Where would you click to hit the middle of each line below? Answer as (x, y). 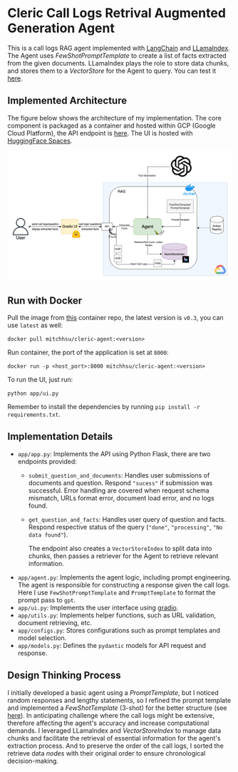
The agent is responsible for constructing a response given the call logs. (124, 585)
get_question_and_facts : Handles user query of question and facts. (127, 519)
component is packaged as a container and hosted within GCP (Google (112, 125)
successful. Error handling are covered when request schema (119, 490)
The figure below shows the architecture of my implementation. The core (115, 118)
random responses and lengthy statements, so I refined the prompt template (119, 700)
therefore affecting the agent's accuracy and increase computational (108, 723)
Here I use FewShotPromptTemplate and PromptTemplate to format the (117, 592)
